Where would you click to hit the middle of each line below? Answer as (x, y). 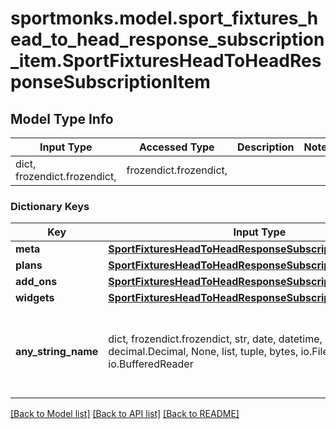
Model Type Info (62, 118)
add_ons (36, 282)
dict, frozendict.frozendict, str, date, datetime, (215, 339)
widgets (35, 298)
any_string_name (57, 352)
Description (266, 147)
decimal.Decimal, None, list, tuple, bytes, (203, 352)
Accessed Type (176, 147)
